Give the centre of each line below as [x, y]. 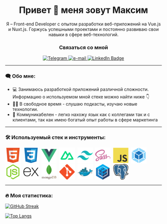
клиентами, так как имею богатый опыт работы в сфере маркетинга [85, 119]
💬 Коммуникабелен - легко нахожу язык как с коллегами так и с [81, 114]
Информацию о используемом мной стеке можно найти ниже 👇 [81, 97]
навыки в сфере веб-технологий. [83, 34]
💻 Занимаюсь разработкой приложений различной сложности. [81, 89]
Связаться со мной [83, 47]
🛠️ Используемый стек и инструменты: [55, 137]
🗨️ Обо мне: [20, 76]
